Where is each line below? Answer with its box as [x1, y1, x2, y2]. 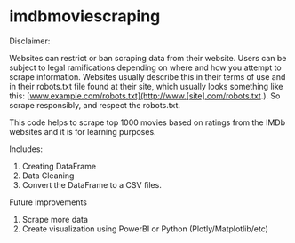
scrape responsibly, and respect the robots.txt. [9, 99, 180, 110]
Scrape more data [21, 214, 89, 224]
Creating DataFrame [21, 161, 96, 171]
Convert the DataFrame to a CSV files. [21, 179, 162, 190]
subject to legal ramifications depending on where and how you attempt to [9, 62, 282, 73]
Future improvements [9, 197, 87, 208]
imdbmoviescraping [9, 6, 161, 27]
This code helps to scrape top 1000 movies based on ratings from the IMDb [9, 117, 286, 128]
